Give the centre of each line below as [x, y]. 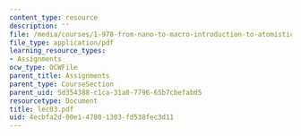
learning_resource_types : [57, 51]
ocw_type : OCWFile [43, 68]
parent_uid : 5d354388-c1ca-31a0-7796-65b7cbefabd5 [106, 92]
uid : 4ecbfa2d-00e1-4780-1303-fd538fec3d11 [92, 117]
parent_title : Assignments [60, 76]
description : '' [39, 26]
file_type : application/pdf [62, 42]
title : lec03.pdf [42, 109]
